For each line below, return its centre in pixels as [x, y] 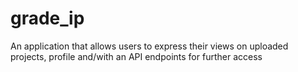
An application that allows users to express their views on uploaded [149, 46]
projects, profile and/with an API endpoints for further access [136, 56]
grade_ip [47, 18]
